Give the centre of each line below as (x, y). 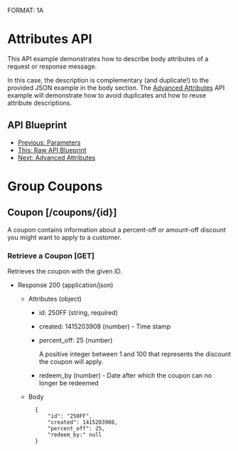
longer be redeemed (69, 383)
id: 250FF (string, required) (79, 313)
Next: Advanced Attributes (56, 157)
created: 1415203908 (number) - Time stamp (105, 326)
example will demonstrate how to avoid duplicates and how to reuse (107, 95)
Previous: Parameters (49, 142)
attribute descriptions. (40, 103)
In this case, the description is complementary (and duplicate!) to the (108, 80)
